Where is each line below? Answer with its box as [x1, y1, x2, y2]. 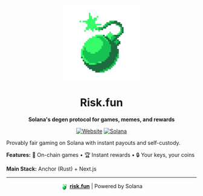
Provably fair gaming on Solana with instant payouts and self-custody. [6, 139, 181, 146]
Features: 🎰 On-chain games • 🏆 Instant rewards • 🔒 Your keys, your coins [6, 151, 195, 158]
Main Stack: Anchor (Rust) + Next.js [6, 165, 97, 172]
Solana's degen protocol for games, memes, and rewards [28, 116, 175, 123]
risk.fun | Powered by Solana [69, 182, 143, 189]
